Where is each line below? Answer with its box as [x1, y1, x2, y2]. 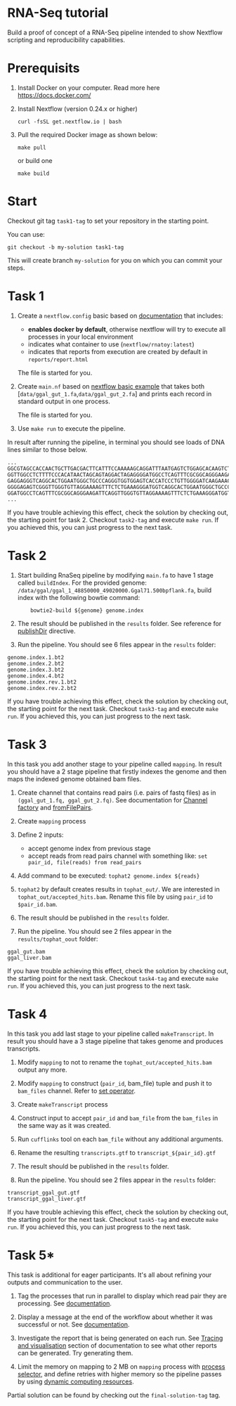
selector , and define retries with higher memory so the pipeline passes [17, 1369, 222, 1378]
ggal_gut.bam [7, 948, 46, 955]
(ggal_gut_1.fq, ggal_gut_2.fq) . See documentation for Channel [17, 795, 208, 804]
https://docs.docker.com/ [17, 91, 91, 99]
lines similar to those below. [7, 445, 88, 454]
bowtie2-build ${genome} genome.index [30, 606, 144, 614]
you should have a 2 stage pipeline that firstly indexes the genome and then [7, 767, 227, 776]
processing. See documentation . [17, 1298, 112, 1308]
